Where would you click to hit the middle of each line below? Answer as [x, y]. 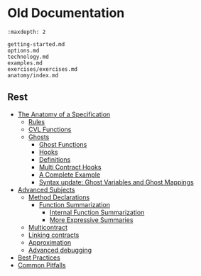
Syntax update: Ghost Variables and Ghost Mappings [116, 182]
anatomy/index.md [33, 75]
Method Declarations [59, 197]
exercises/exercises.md [43, 69]
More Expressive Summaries [91, 220]
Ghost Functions [63, 144]
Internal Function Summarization [97, 212]
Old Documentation [66, 13]
